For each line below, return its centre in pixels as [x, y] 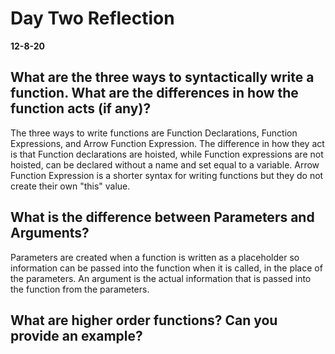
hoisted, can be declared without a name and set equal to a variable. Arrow [165, 164]
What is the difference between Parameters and [162, 217]
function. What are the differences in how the [154, 93]
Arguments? [50, 233]
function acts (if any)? [81, 108]
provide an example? [76, 335]
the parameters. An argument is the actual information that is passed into [161, 278]
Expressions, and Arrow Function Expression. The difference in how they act [167, 143]
